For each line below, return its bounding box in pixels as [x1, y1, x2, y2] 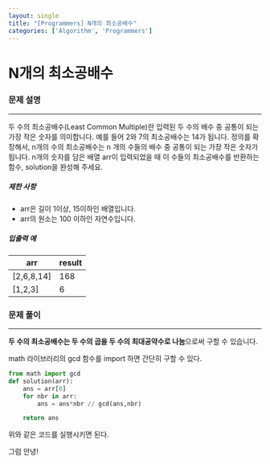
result [59, 257, 83, 268]
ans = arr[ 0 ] [22, 384, 67, 392]
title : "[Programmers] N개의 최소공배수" [8, 19, 137, 27]
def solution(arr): [8, 377, 74, 385]
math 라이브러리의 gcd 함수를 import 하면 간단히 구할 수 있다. [8, 354, 202, 363]
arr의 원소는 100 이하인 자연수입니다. [19, 214, 136, 224]
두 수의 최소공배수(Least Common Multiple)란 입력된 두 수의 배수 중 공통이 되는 [8, 121, 260, 131]
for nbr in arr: [22, 392, 78, 400]
